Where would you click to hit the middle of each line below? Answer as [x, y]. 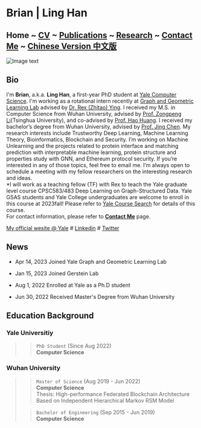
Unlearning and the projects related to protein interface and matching [93, 145]
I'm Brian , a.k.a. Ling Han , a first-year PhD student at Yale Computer [91, 94]
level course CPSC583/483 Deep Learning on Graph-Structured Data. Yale [99, 191]
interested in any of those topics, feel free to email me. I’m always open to [98, 165]
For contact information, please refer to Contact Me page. [78, 216]
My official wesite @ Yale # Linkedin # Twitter [63, 228]
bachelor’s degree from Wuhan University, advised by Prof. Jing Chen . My [99, 126]
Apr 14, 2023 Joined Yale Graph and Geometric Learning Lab [91, 261]
